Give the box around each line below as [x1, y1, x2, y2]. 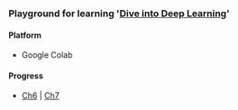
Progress [8, 70, 44, 81]
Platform [8, 30, 42, 41]
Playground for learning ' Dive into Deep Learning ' [8, 7, 231, 20]
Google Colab [21, 50, 73, 60]
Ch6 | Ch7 [21, 90, 59, 101]
